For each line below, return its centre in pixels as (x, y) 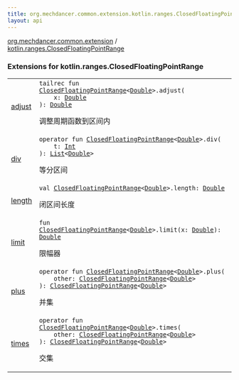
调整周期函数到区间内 (75, 121)
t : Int (64, 146)
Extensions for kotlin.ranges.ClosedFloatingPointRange (106, 67)
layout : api (25, 21)
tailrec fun (59, 83)
